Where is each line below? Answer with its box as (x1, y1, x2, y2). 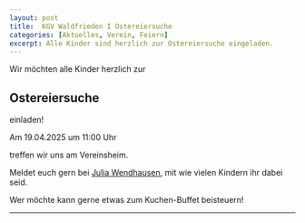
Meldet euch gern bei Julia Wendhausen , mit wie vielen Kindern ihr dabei (9, 167, 283, 178)
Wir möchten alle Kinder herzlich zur (9, 64, 146, 75)
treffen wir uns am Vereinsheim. (9, 149, 129, 160)
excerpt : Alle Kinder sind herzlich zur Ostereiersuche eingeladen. (9, 38, 274, 48)
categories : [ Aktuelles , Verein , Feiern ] (9, 30, 169, 39)
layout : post (9, 13, 59, 23)
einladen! (9, 115, 44, 126)
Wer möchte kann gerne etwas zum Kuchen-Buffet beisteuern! (9, 195, 244, 206)
